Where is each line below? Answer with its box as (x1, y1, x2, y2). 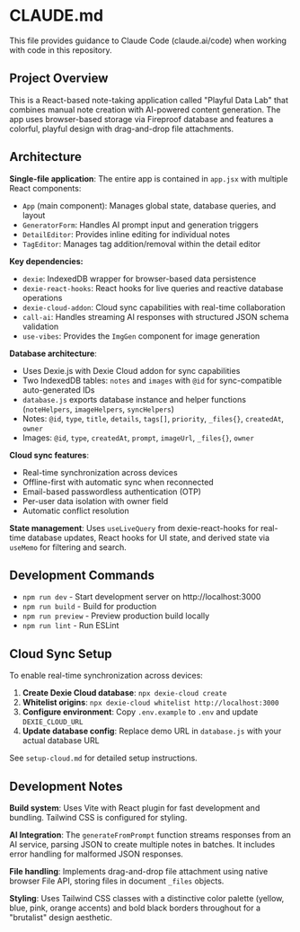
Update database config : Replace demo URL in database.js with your (22, 725, 282, 737)
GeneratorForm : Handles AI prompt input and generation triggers (22, 219, 259, 230)
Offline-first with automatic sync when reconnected (22, 476, 214, 487)
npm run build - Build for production (22, 601, 157, 612)
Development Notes (9, 778, 123, 794)
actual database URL (22, 735, 101, 746)
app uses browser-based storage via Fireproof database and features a (9, 113, 274, 124)
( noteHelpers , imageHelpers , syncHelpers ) (22, 404, 175, 414)
